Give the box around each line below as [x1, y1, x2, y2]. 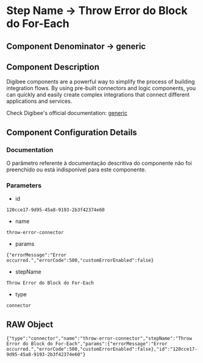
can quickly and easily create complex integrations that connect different [6, 91, 190, 99]
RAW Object [6, 319, 54, 329]
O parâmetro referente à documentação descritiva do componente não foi [6, 160, 192, 167]
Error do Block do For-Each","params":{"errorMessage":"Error [6, 341, 168, 347]
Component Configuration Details [6, 127, 137, 138]
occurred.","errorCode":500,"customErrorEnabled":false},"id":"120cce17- [6, 346, 198, 353]
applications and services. [6, 97, 73, 105]
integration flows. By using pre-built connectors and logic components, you [6, 84, 196, 92]
